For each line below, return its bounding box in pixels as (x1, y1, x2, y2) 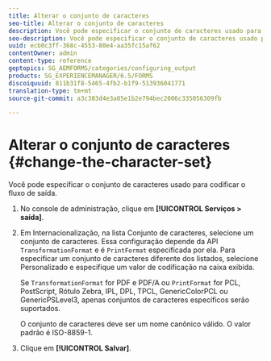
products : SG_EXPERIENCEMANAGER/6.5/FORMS (8, 72, 153, 80)
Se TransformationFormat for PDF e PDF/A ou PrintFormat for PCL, (19, 278, 241, 288)
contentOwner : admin (8, 49, 78, 57)
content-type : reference (8, 57, 92, 65)
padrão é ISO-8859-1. (19, 328, 93, 338)
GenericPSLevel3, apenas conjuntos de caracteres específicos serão (19, 295, 250, 305)
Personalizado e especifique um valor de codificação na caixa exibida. (19, 263, 255, 272)
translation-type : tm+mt (8, 86, 92, 95)
